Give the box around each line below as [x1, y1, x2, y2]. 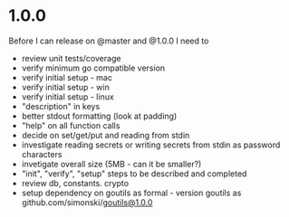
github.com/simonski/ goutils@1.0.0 [21, 196, 153, 208]
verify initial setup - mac [21, 71, 112, 82]
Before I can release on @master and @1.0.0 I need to [8, 35, 209, 46]
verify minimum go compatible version [21, 62, 166, 73]
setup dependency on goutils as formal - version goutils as [21, 187, 242, 198]
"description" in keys [21, 100, 101, 111]
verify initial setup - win [21, 81, 110, 92]
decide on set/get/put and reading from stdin [21, 129, 190, 140]
